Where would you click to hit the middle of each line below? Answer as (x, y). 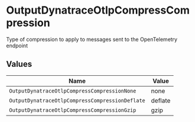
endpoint (17, 46)
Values (19, 64)
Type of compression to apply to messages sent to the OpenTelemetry (92, 39)
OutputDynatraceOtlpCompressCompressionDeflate (77, 100)
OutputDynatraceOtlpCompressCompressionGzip (73, 110)
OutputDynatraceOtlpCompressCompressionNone (73, 91)
